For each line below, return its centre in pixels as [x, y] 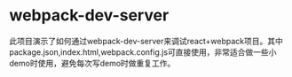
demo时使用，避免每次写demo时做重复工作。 [92, 63]
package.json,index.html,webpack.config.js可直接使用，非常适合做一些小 [143, 52]
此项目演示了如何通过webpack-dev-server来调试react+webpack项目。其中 [146, 41]
